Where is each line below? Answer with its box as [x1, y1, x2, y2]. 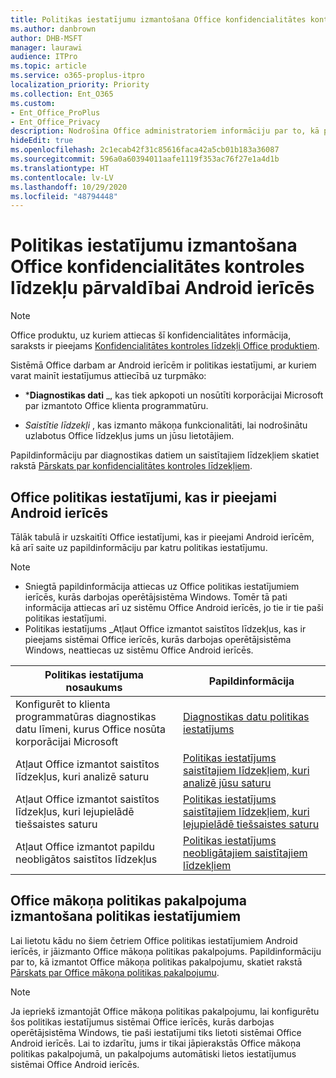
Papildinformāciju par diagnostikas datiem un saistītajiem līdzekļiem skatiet [10, 449, 320, 461]
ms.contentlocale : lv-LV [10, 172, 114, 183]
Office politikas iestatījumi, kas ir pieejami [10, 489, 277, 506]
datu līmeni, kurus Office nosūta [15, 722, 167, 736]
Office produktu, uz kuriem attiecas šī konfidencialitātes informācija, [10, 329, 292, 341]
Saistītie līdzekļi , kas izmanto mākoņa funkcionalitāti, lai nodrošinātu [24, 419, 308, 431]
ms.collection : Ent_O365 [10, 89, 114, 99]
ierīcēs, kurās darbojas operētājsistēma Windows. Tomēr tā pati [24, 591, 288, 603]
